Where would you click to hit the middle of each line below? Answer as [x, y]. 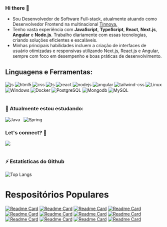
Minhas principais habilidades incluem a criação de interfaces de [79, 46]
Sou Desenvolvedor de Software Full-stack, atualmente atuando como [85, 19]
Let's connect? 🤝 [26, 132]
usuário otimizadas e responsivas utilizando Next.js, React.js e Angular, [86, 51]
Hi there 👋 [17, 8]
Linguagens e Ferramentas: [49, 72]
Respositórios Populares [57, 194]
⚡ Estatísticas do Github [35, 161]
